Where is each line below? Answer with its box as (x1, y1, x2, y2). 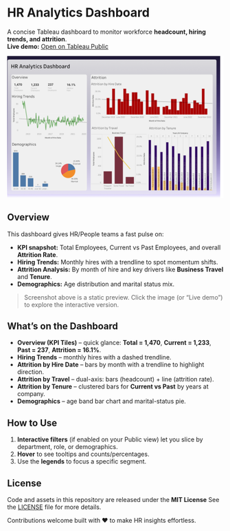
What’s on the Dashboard (7, 320, 118, 332)
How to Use (7, 417, 58, 428)
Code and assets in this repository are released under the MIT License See (7, 495, 220, 503)
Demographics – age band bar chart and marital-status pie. (16, 397, 187, 406)
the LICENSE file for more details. (7, 503, 102, 511)
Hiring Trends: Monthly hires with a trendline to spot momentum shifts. (16, 258, 218, 266)
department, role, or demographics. (16, 443, 118, 451)
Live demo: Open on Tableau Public (7, 42, 108, 50)
